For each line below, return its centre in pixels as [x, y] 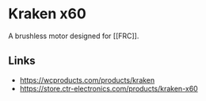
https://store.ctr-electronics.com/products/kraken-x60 [109, 88]
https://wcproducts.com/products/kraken [87, 80]
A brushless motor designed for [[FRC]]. [74, 36]
